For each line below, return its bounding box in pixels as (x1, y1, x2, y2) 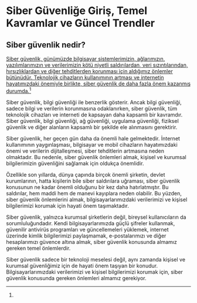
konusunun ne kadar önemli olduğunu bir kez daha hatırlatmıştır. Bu (6, 183, 169, 191)
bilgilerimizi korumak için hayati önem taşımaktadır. (6, 202, 129, 209)
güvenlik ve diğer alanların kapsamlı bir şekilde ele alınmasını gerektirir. (6, 123, 178, 130)
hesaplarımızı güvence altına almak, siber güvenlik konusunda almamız (6, 238, 177, 245)
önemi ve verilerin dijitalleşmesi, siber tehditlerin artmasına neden (6, 147, 165, 154)
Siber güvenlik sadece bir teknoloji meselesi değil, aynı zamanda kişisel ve (6, 256, 186, 263)
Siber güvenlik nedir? (6, 40, 86, 50)
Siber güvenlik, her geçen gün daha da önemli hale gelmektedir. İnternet (6, 135, 181, 142)
